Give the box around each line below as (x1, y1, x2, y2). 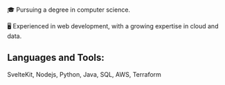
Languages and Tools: (7, 52, 105, 64)
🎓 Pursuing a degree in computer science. (7, 6, 130, 14)
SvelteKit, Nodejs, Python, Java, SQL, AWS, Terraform (7, 70, 161, 78)
